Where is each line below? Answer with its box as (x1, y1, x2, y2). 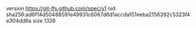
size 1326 (32, 17, 56, 24)
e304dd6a (6, 17, 32, 24)
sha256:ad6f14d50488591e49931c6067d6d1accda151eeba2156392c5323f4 (6, 11, 190, 18)
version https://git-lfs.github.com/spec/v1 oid (6, 5, 116, 12)
